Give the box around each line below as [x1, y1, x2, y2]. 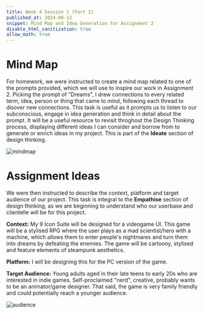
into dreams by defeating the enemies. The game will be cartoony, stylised [6, 240, 194, 247]
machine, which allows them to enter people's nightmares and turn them [6, 234, 188, 240]
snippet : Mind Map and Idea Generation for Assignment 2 [6, 20, 154, 26]
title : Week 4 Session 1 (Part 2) [6, 9, 94, 15]
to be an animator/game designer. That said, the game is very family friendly [6, 283, 198, 290]
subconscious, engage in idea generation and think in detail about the [6, 110, 181, 117]
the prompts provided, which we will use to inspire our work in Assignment [6, 85, 194, 92]
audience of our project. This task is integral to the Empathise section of [6, 196, 189, 203]
